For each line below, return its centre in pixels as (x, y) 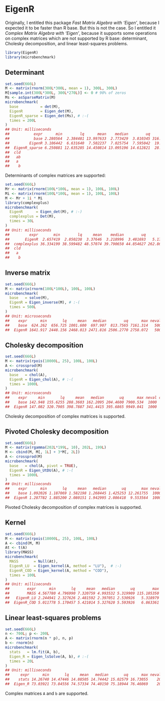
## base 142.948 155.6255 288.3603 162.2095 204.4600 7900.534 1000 (81, 402)
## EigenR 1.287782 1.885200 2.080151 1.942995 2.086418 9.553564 (77, 498)
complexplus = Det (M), (33, 217)
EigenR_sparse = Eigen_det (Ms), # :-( (49, 116)
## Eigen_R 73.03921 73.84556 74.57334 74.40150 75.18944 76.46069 (77, 684)
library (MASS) (20, 552)
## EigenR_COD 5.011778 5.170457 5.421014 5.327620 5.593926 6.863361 (82, 602)
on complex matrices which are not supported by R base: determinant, (76, 38)
